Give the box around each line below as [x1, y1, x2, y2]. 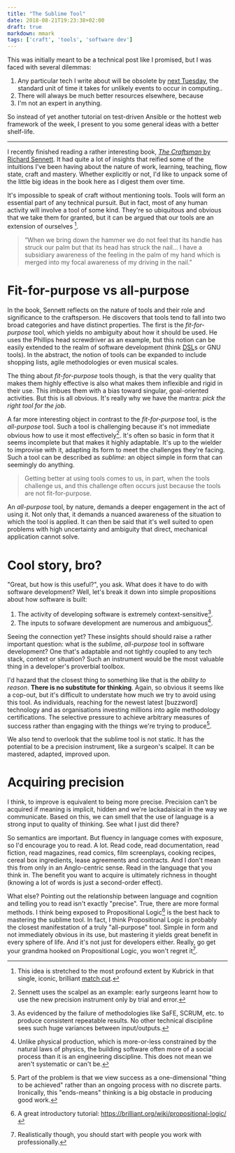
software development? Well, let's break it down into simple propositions [7, 588, 217, 596]
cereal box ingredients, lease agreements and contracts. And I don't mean [7, 856, 221, 865]
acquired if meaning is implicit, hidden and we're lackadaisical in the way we [7, 805, 227, 814]
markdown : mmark [7, 29, 55, 37]
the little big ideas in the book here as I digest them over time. [7, 177, 185, 186]
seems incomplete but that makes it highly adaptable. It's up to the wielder [7, 438, 222, 447]
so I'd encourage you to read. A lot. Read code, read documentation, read [7, 841, 220, 849]
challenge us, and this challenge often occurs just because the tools [24, 482, 221, 490]
